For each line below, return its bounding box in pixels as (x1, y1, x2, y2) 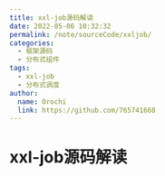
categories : (9, 38, 54, 48)
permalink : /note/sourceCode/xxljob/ (9, 30, 152, 39)
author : (9, 88, 39, 97)
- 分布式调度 (17, 80, 61, 89)
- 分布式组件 (17, 55, 61, 64)
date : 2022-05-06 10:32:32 (9, 22, 112, 31)
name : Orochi (17, 97, 67, 107)
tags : (9, 64, 30, 73)
